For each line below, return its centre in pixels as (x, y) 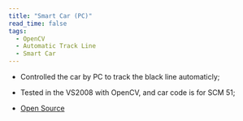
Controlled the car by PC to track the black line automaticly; (120, 77)
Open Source (42, 108)
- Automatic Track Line (56, 46)
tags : (17, 31)
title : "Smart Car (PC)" (50, 16)
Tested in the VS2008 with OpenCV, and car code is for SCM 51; (128, 93)
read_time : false (38, 24)
